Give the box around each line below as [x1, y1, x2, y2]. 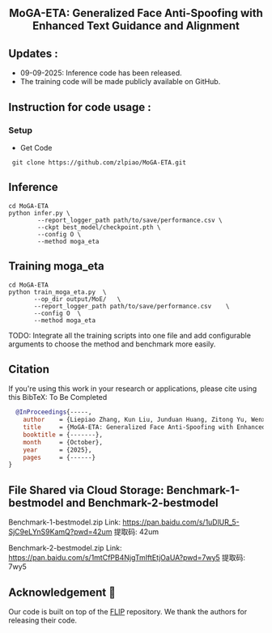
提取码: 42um [113, 527, 159, 537]
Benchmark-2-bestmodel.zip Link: [8, 543, 122, 553]
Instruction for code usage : [8, 100, 151, 114]
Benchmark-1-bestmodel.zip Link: [8, 517, 121, 527]
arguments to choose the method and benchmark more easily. [8, 339, 216, 349]
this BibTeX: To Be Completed [8, 393, 108, 402]
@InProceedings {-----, [15, 408, 92, 416]
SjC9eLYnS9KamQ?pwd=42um [8, 527, 113, 537]
